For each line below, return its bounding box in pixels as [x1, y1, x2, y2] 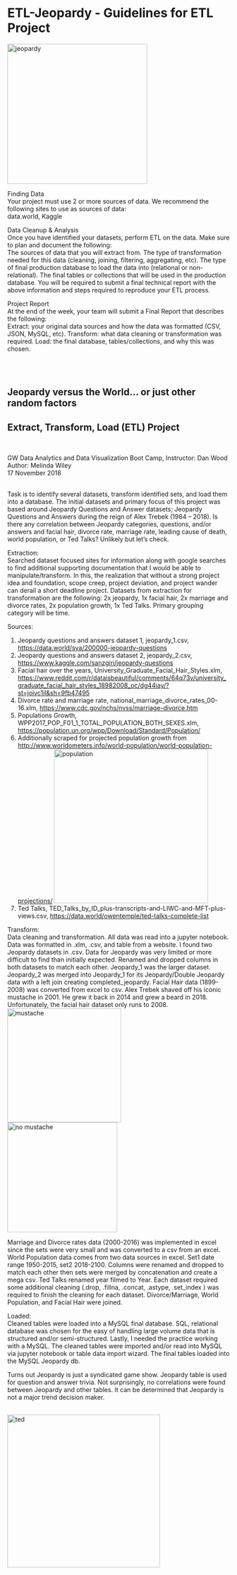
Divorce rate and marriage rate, [17, 696, 109, 704]
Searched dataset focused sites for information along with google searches [7, 556, 226, 565]
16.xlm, [17, 704, 39, 712]
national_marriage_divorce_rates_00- [110, 696, 218, 704]
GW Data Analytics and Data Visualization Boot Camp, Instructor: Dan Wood [7, 454, 228, 462]
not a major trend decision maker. [7, 1393, 105, 1402]
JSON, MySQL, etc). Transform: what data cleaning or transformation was [7, 329, 222, 338]
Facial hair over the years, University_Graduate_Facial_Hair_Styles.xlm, [17, 666, 223, 675]
